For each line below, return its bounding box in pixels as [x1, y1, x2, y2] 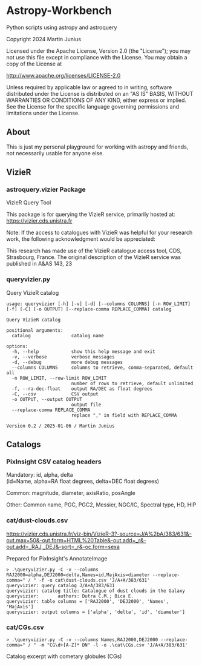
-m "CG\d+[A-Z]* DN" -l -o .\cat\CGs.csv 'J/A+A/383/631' [38, 642, 188, 648]
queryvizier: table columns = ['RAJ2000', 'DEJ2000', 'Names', [6, 598, 169, 604]
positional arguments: [6, 327, 64, 334]
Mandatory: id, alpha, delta [6, 471, 74, 479]
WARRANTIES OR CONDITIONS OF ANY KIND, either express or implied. [6, 96, 186, 104]
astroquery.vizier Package [6, 186, 86, 194]
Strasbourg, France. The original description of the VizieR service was [6, 254, 181, 261]
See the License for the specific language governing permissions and [6, 103, 180, 110]
